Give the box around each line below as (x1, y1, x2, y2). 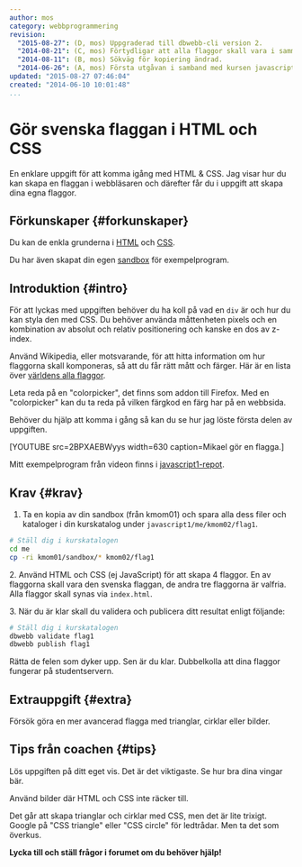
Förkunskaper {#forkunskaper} (9, 213, 189, 228)
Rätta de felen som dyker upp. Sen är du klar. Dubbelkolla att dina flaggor (9, 656, 281, 667)
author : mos (9, 13, 54, 23)
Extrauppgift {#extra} (9, 691, 133, 707)
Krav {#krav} (9, 485, 84, 500)
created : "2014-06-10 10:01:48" (9, 80, 130, 89)
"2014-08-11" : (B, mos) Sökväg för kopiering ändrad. (17, 55, 223, 64)
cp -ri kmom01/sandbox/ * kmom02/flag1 (9, 552, 155, 561)
